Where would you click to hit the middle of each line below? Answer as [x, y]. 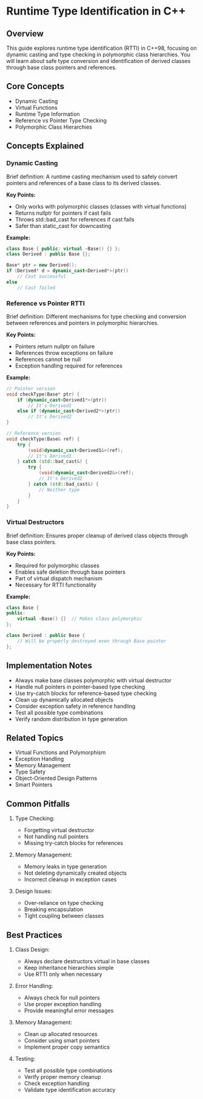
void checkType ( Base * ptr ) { [43, 394]
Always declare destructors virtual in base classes [87, 961]
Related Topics [35, 738]
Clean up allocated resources [61, 1034]
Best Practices [34, 935]
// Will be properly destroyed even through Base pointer [92, 641]
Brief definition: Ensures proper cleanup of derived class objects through [97, 536]
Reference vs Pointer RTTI [45, 303]
